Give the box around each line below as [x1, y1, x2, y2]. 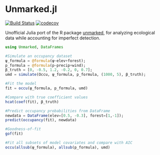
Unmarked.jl [5, 3, 57, 15]
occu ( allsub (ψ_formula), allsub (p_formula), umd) [5, 145, 111, 150]
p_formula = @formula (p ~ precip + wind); [5, 63, 86, 68]
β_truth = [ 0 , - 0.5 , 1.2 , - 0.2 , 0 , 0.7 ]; [5, 67, 93, 73]
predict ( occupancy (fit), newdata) [5, 118, 77, 123]
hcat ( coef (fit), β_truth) [5, 99, 59, 104]
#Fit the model [5, 81, 37, 86]
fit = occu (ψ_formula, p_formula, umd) [5, 86, 88, 91]
